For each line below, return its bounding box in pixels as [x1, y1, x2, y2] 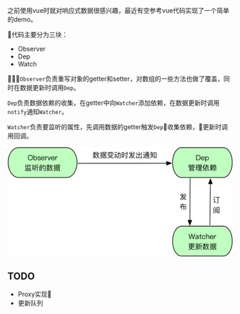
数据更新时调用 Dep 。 [19, 83, 80, 91]
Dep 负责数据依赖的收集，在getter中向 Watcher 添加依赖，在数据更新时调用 [7, 98, 220, 107]
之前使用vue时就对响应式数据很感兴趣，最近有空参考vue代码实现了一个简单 [7, 6, 230, 14]
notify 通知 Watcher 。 [7, 108, 69, 116]
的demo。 [7, 15, 37, 24]
